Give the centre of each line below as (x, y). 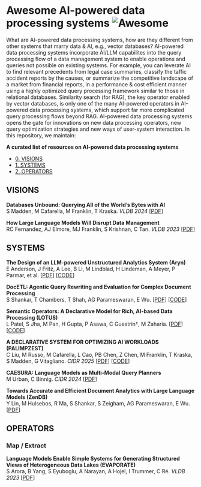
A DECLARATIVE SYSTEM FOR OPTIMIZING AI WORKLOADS (82, 342)
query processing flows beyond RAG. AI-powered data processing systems (99, 116)
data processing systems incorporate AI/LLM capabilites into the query (94, 52)
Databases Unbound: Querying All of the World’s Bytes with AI (86, 205)
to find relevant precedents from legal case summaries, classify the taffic (97, 71)
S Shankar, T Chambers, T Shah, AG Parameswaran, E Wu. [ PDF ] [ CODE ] (97, 299)
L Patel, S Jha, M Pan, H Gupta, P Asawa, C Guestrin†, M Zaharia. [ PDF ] (94, 324)
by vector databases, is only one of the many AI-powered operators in (93, 103)
